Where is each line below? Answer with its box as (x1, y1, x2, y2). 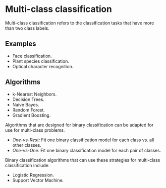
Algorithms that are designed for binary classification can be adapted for (5, 122, 154, 128)
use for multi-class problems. (5, 127, 65, 133)
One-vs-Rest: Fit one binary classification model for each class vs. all (12, 137, 155, 143)
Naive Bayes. (12, 101, 40, 107)
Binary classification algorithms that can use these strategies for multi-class (5, 157, 160, 163)
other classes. (12, 142, 42, 148)
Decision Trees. (12, 96, 45, 102)
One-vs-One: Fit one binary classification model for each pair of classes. (12, 147, 161, 153)
